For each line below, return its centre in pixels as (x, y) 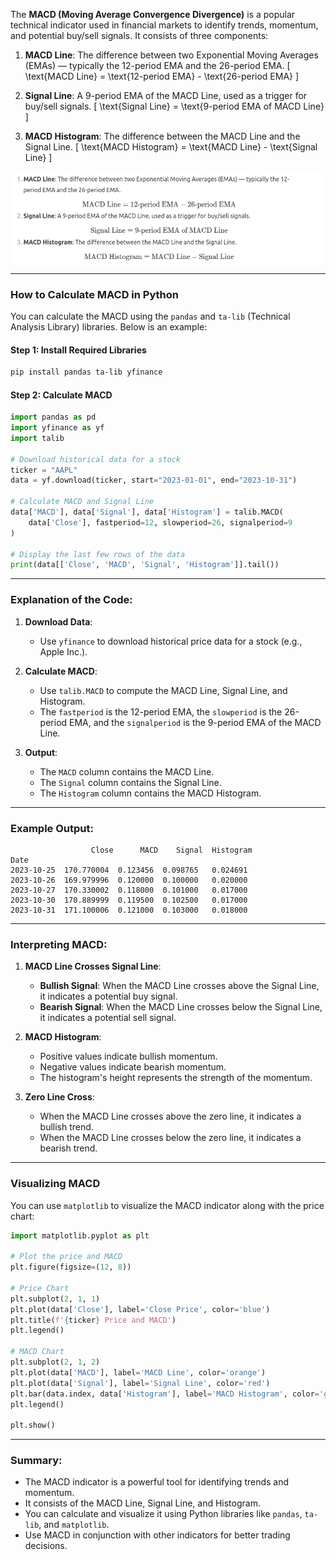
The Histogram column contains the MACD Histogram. (150, 793)
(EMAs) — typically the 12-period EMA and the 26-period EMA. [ (157, 65)
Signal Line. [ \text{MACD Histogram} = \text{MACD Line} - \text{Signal (171, 147)
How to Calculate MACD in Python (94, 294)
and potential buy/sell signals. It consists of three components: (139, 35)
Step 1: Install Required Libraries (78, 350)
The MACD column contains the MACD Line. (127, 771)
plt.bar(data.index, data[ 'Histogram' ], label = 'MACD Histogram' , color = (165, 1394)
